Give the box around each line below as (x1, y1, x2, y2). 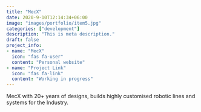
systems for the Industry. (6, 99, 68, 106)
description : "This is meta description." (6, 31, 115, 37)
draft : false (6, 37, 39, 43)
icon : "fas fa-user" (12, 54, 64, 60)
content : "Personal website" (12, 59, 85, 65)
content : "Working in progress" (12, 76, 94, 82)
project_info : (6, 43, 42, 49)
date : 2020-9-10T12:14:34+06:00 (6, 14, 88, 20)
